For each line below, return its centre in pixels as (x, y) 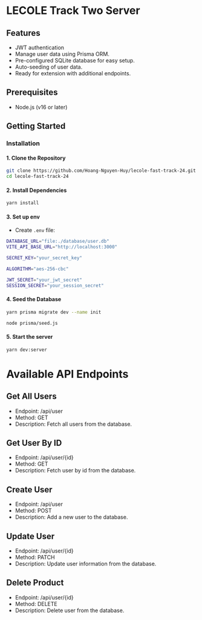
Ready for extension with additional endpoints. (73, 73)
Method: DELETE (36, 604)
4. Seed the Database (34, 299)
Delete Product (35, 583)
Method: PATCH (35, 557)
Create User (29, 489)
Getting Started (36, 126)
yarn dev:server (27, 350)
